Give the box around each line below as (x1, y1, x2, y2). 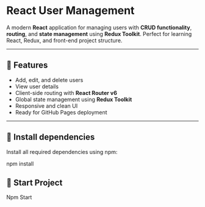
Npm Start (6, 194, 32, 201)
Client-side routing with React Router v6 (15, 89, 118, 96)
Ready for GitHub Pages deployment (15, 108, 108, 116)
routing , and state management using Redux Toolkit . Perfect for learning (6, 30, 192, 37)
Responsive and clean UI (15, 102, 78, 110)
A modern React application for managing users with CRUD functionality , (6, 24, 192, 31)
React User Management (6, 4, 135, 18)
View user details (15, 83, 59, 90)
